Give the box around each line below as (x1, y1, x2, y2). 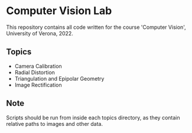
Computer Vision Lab (6, 4, 112, 18)
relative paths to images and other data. (6, 120, 103, 127)
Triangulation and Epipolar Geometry (14, 75, 105, 82)
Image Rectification (14, 81, 62, 88)
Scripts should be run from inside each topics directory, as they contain (6, 114, 180, 121)
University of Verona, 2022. (6, 29, 74, 36)
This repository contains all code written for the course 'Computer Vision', (6, 24, 186, 31)
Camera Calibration (14, 62, 62, 69)
